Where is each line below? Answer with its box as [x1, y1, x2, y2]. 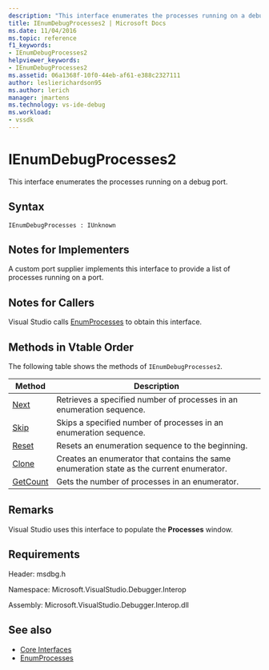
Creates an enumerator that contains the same [55, 453, 231, 464]
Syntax [8, 200, 45, 214]
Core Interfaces [19, 644, 72, 654]
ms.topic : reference [8, 34, 78, 42]
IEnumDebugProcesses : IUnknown [8, 221, 116, 229]
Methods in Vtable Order [8, 340, 134, 354]
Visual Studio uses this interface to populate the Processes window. [8, 524, 234, 534]
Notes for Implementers [8, 243, 130, 257]
